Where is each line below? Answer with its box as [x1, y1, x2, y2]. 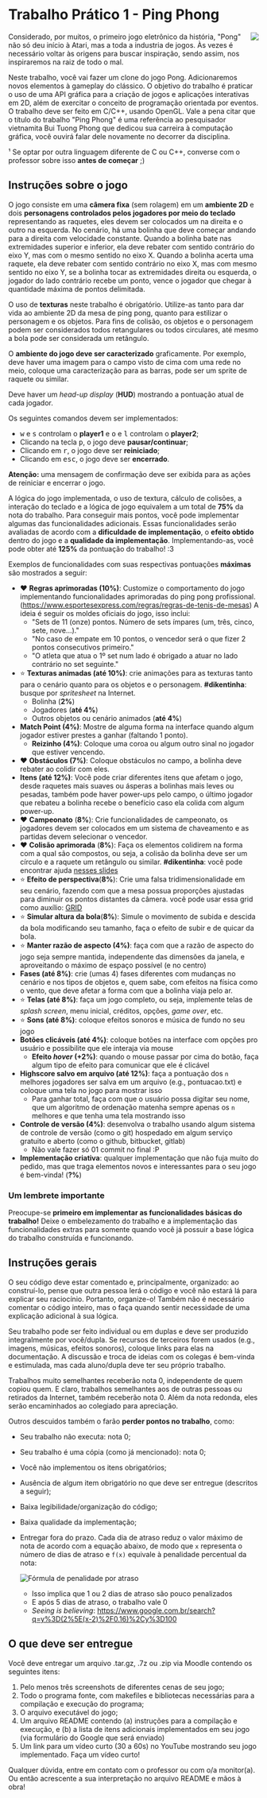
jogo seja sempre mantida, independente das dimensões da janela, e [19, 951, 245, 961]
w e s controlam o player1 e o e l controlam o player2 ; [19, 428, 199, 438]
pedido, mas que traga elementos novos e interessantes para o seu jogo [19, 1161, 257, 1171]
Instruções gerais [8, 1256, 98, 1269]
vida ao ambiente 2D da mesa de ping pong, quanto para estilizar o [8, 308, 228, 317]
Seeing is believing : [31, 1606, 95, 1615]
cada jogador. [8, 397, 53, 407]
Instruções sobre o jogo [8, 179, 129, 192]
